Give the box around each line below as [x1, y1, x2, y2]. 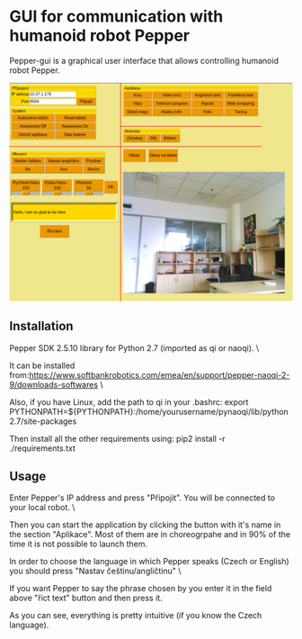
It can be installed [9, 360, 75, 371]
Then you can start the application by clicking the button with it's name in [9, 519, 281, 530]
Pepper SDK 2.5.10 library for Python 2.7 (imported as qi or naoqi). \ [9, 342, 260, 353]
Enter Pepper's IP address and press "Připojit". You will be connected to [9, 492, 276, 503]
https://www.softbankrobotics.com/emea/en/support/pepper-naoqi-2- [28, 369, 290, 380]
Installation [9, 319, 74, 334]
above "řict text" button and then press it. [9, 592, 164, 604]
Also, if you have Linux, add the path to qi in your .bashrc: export [9, 396, 249, 407]
